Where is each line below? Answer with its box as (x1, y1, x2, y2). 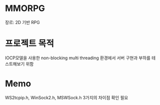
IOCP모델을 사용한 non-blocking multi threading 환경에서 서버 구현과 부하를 (5, 55, 151, 61)
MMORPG (5, 3, 45, 14)
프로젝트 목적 (5, 38, 54, 49)
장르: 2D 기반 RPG (5, 19, 40, 25)
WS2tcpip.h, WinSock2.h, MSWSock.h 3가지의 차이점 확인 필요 (5, 94, 128, 100)
